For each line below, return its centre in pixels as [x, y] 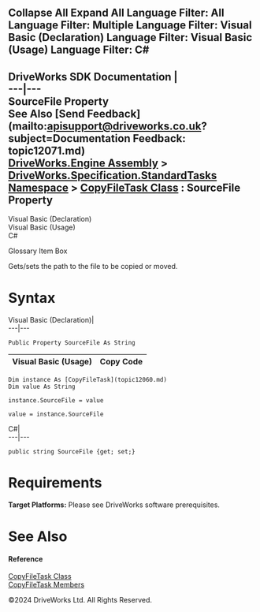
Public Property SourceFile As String [72, 343]
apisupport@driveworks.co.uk [124, 126]
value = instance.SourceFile [56, 414]
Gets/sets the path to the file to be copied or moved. [93, 267]
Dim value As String [42, 387]
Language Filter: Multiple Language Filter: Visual [130, 26]
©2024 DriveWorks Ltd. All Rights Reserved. [80, 600]
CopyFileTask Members [46, 585]
